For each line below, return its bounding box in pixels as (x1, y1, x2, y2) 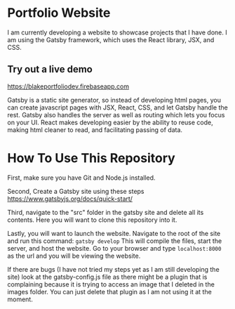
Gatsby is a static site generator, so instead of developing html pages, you (7, 96, 221, 104)
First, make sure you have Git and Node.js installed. (7, 173, 156, 182)
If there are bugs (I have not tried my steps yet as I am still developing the (7, 265, 220, 273)
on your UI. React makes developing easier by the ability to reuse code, (7, 118, 213, 126)
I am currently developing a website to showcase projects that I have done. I (7, 28, 227, 37)
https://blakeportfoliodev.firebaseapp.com (7, 82, 130, 91)
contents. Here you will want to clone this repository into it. (7, 216, 177, 224)
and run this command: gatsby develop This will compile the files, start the (7, 237, 222, 245)
